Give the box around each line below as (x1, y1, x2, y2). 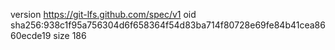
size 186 (53, 30, 87, 41)
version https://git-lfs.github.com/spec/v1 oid (10, 9, 197, 20)
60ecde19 (10, 30, 52, 41)
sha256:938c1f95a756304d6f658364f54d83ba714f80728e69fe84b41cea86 (10, 19, 326, 31)
